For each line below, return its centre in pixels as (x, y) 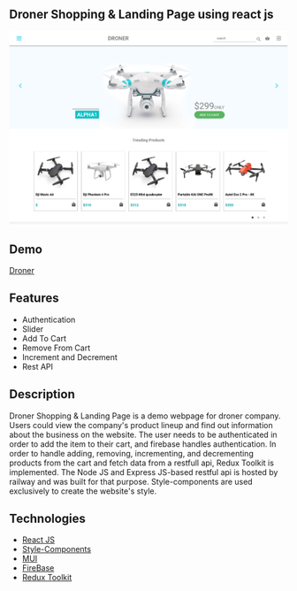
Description (42, 394)
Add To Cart (44, 338)
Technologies (48, 518)
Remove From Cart (56, 348)
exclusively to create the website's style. (83, 491)
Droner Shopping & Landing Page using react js (141, 15)
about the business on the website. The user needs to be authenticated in (143, 434)
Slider (33, 329)
